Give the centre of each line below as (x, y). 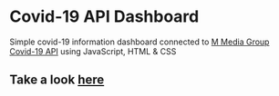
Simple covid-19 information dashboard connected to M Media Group (139, 42)
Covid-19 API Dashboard (104, 17)
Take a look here (57, 80)
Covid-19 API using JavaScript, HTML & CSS (93, 51)
